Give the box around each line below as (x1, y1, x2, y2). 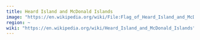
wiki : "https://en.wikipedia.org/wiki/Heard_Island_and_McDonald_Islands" (6, 25, 196, 31)
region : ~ (6, 19, 31, 25)
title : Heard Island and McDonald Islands (6, 8, 113, 15)
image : (6, 14, 23, 20)
